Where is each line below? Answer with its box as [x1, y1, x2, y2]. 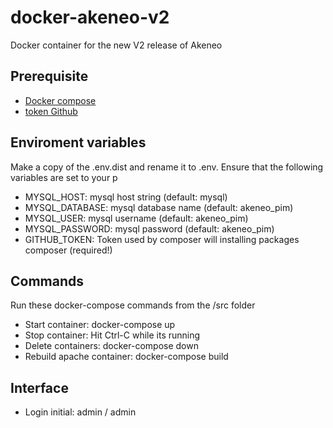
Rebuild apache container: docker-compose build [24, 351, 229, 363]
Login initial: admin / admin [24, 406, 137, 418]
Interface [10, 379, 69, 396]
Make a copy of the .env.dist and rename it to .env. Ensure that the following [10, 161, 324, 173]
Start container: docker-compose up [24, 319, 176, 331]
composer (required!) [24, 244, 113, 256]
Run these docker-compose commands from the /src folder [10, 299, 256, 311]
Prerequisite [10, 68, 89, 85]
